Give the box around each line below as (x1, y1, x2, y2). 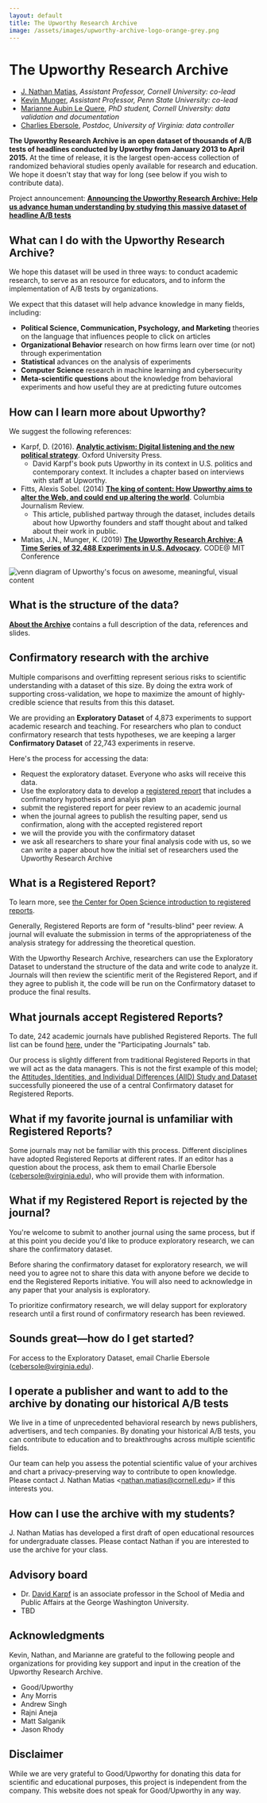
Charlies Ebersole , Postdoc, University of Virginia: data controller (20, 121, 235, 130)
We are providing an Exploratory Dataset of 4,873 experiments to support (9, 713, 252, 722)
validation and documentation (20, 112, 120, 122)
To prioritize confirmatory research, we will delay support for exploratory (9, 1300, 247, 1310)
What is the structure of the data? (9, 598, 180, 612)
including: (9, 308, 42, 318)
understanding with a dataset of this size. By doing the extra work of (9, 680, 234, 690)
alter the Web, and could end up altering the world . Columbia (20, 492, 225, 501)
